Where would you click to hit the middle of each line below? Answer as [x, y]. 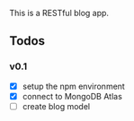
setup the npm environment [74, 86]
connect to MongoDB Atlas [72, 96]
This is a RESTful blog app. [59, 13]
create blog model [56, 106]
